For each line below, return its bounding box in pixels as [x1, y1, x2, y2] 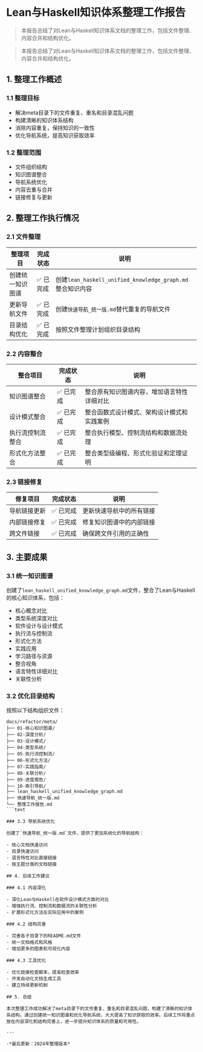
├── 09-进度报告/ [6, 777, 47, 783]
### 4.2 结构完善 [6, 921, 47, 928]
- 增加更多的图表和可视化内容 [6, 946, 71, 952]
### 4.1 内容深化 [6, 885, 47, 891]
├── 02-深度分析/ [6, 732, 47, 738]
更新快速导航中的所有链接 [82, 507, 155, 515]
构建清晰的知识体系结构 [14, 116, 74, 124]
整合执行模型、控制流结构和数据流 [85, 428, 182, 437]
